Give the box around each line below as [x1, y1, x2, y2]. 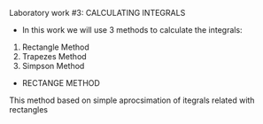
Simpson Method [21, 61, 85, 71]
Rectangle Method [21, 42, 90, 52]
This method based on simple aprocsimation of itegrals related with [9, 95, 255, 105]
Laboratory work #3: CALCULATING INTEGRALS [9, 8, 186, 18]
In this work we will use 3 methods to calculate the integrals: [21, 25, 243, 35]
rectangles [9, 105, 49, 114]
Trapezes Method [21, 51, 87, 61]
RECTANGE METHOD [21, 78, 100, 88]
